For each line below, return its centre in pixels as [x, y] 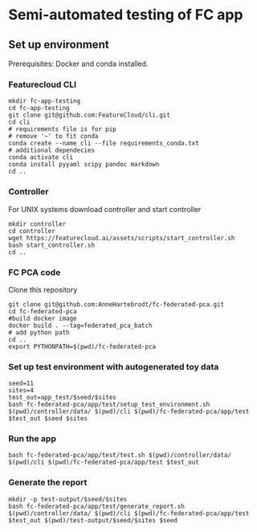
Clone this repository [43, 289]
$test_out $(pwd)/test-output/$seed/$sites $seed [93, 520]
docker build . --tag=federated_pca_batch [80, 325]
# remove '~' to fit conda [53, 137]
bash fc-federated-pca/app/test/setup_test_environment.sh [109, 405]
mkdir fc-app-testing [45, 101]
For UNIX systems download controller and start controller [105, 209]
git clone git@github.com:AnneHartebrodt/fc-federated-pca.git [116, 304]
